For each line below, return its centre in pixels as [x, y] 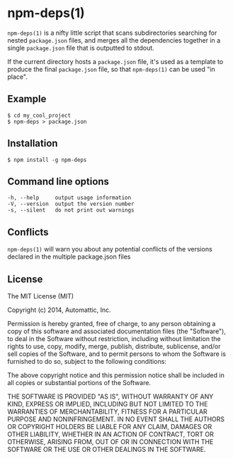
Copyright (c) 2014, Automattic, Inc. [59, 310]
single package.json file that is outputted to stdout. [81, 48]
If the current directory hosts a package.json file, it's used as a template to [115, 61]
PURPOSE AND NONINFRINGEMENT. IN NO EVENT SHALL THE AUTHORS [116, 419]
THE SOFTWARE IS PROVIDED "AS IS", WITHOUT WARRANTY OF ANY [110, 396]
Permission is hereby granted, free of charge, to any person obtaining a [112, 324]
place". [18, 77]
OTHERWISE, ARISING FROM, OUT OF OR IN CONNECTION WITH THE [110, 442]
